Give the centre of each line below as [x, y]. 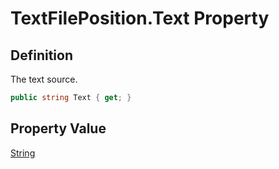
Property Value [58, 128]
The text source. [44, 79]
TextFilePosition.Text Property [140, 18]
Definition [41, 55]
